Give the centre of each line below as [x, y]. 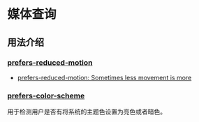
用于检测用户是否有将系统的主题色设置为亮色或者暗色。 [87, 112]
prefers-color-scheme [46, 96]
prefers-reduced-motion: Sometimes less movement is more [104, 77]
